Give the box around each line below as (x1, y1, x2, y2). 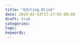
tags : (5, 26, 17, 31)
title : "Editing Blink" (5, 7, 55, 12)
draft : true (5, 16, 30, 21)
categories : (5, 21, 30, 26)
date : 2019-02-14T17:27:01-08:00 (5, 12, 75, 17)
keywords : (5, 30, 26, 35)
